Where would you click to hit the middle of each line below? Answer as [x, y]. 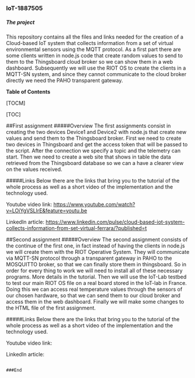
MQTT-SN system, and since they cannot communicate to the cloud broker [96, 74]
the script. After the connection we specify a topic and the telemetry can [93, 150]
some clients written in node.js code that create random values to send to [94, 55]
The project [20, 22]
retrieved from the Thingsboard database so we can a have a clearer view [95, 163]
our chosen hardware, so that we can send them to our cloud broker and [93, 295]
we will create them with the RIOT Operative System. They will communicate [98, 252]
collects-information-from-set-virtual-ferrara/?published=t [76, 228]
